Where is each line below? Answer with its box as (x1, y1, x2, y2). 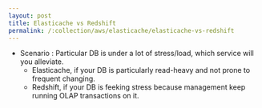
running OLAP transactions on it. (31, 91, 139, 101)
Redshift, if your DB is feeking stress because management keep (31, 82, 246, 92)
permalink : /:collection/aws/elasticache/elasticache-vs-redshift (8, 26, 235, 34)
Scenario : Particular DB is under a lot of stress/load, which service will (19, 49, 254, 58)
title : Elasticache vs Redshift (8, 19, 116, 27)
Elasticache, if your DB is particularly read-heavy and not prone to (31, 66, 251, 75)
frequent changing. (31, 74, 96, 84)
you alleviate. (19, 57, 64, 66)
